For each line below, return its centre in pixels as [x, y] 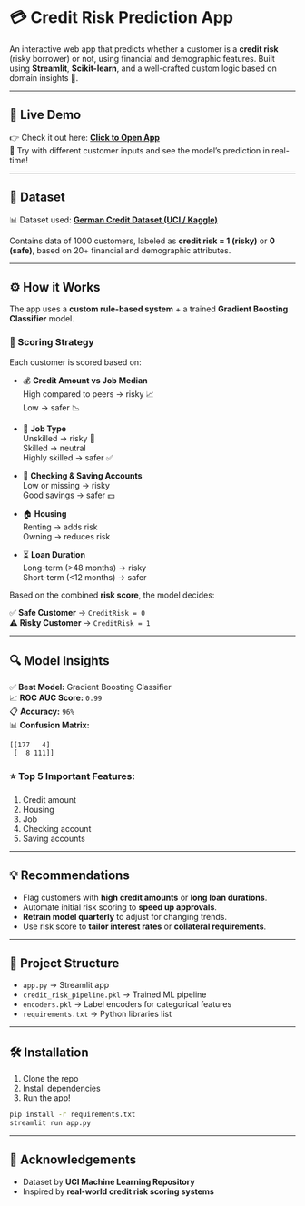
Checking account [57, 828]
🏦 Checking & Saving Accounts [82, 475]
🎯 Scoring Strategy [52, 342]
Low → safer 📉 [51, 407]
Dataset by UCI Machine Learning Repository [108, 1181]
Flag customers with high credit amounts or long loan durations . [145, 897]
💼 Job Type [44, 429]
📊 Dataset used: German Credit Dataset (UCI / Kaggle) [113, 220]
